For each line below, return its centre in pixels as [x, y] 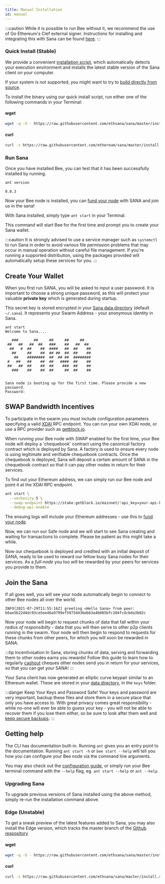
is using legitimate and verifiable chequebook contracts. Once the [72, 454]
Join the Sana [27, 583]
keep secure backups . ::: [30, 718]
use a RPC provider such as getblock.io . [45, 429]
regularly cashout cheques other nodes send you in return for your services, [82, 663]
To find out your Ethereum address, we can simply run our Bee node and [79, 479]
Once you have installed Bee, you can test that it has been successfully [77, 169]
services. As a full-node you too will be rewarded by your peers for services [82, 562]
